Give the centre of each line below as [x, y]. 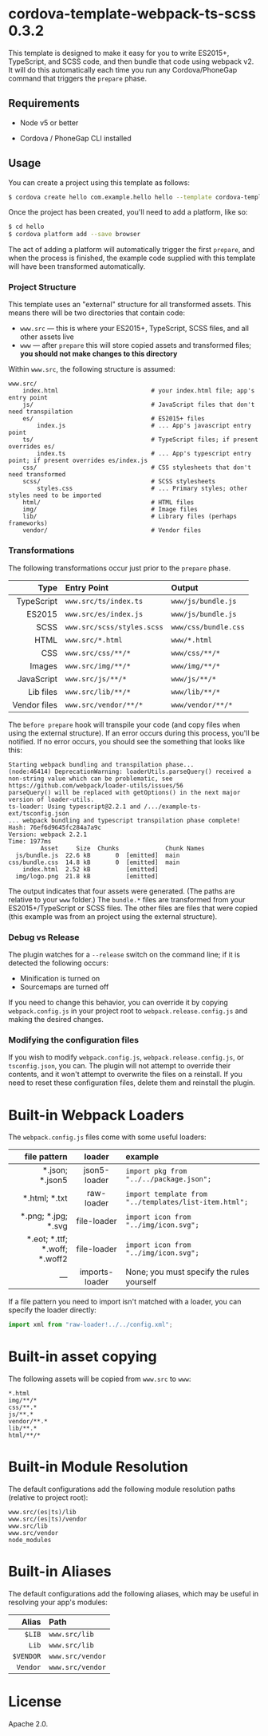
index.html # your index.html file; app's [139, 391]
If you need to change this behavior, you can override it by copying [118, 1003]
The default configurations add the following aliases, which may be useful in [134, 1594]
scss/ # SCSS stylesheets [119, 482]
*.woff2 [53, 1259]
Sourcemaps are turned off [64, 987]
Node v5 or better [49, 122]
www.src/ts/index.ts [104, 601]
